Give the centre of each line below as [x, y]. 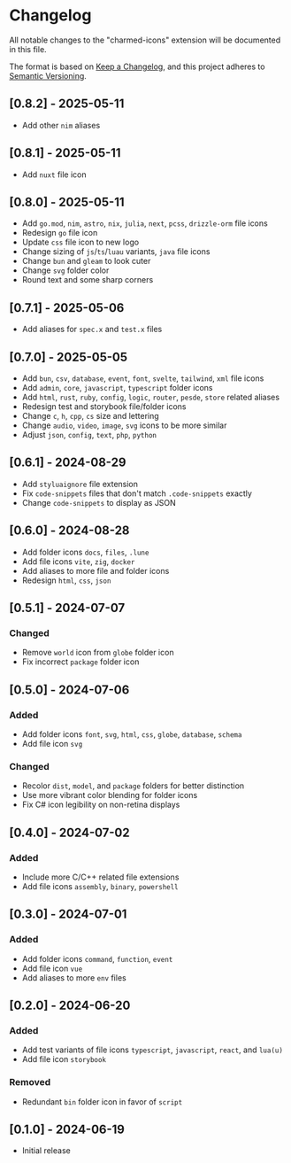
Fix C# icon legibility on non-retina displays [101, 805]
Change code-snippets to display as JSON [99, 502]
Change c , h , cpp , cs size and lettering [90, 416]
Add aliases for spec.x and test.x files [92, 330]
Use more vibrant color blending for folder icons [110, 795]
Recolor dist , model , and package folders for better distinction [133, 786]
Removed [30, 1082]
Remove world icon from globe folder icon [98, 653]
